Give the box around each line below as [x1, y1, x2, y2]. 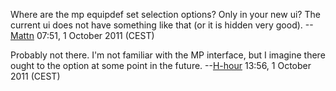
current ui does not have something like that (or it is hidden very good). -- [10, 19, 314, 31]
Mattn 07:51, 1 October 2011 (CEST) [10, 30, 155, 41]
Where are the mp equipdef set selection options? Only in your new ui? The [10, 9, 321, 20]
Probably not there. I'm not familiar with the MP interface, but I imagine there [10, 49, 326, 61]
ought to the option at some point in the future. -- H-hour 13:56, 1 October [10, 60, 312, 71]
